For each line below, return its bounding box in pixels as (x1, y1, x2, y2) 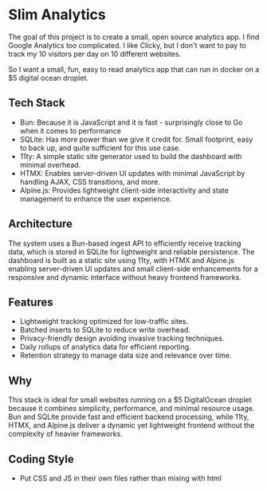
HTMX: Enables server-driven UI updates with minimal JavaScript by (19, 168, 245, 178)
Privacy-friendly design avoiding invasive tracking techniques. (19, 333, 225, 343)
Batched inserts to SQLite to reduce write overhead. (19, 325, 191, 335)
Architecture (8, 218, 73, 231)
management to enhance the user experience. (19, 194, 172, 203)
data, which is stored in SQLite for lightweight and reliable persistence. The (8, 246, 255, 257)
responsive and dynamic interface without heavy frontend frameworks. (8, 272, 241, 281)
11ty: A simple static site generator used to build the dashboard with (19, 151, 242, 161)
